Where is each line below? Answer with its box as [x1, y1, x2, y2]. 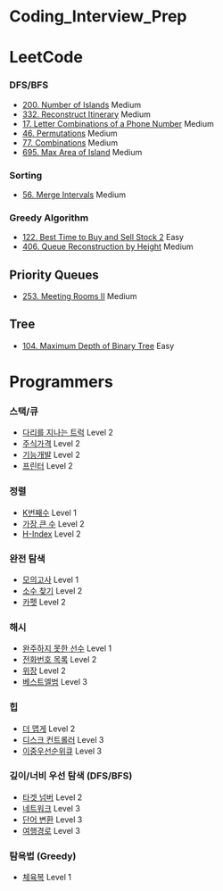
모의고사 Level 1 [21, 574, 78, 585]
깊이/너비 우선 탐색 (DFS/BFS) [9, 770, 133, 782]
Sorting [9, 169, 43, 181]
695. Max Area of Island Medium [21, 146, 143, 157]
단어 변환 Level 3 [21, 814, 83, 825]
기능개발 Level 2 [21, 449, 80, 461]
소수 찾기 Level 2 [21, 585, 83, 595]
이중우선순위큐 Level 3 [21, 745, 103, 756]
